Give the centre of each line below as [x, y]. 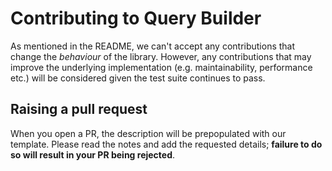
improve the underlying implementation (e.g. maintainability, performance [161, 67]
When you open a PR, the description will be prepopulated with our [148, 133]
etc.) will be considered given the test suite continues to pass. [138, 78]
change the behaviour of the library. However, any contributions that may [161, 56]
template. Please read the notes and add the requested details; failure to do [166, 144]
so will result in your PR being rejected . [93, 154]
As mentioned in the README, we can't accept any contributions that [153, 46]
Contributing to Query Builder [136, 18]
